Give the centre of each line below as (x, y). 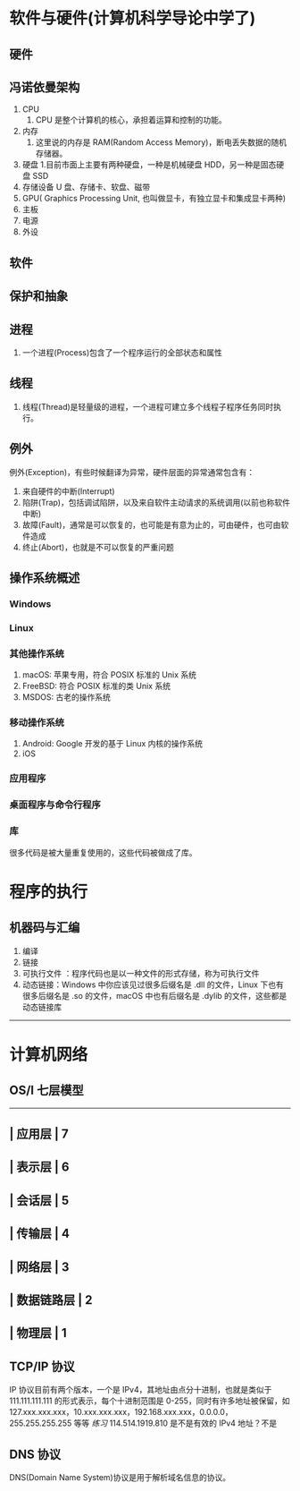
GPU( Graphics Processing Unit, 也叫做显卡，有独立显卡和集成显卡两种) (154, 199)
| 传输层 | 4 (39, 1234)
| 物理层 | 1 (38, 1333)
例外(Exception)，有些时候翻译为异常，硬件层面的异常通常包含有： (132, 472)
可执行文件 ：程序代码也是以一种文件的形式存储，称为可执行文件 (141, 973)
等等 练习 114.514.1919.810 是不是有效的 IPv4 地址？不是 (175, 1423)
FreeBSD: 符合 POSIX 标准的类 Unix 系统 (96, 686)
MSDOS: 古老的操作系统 (67, 697)
